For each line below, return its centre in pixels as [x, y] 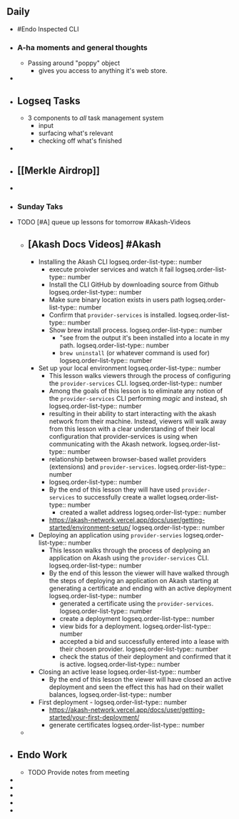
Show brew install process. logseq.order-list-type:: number [136, 330]
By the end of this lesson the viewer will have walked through [139, 573]
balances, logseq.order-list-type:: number [110, 694]
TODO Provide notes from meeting [78, 772]
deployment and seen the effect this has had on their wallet [136, 687]
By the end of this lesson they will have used [115, 490]
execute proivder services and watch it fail [111, 269]
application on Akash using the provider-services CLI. [129, 557]
